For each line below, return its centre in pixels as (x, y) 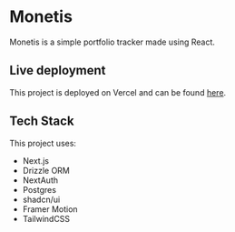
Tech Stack (42, 121)
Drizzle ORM (46, 170)
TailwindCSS (46, 218)
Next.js (36, 160)
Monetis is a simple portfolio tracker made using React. (113, 42)
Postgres (39, 189)
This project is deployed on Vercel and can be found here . (118, 92)
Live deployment (58, 71)
